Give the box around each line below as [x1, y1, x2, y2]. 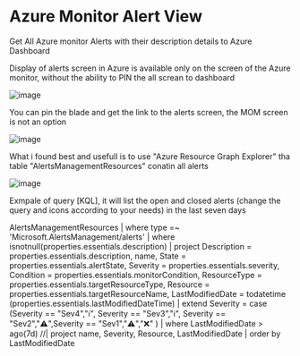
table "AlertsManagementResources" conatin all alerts [9, 160, 209, 171]
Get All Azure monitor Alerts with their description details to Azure [9, 36, 253, 47]
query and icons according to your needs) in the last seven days [9, 204, 246, 216]
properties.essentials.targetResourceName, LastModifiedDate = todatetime [9, 288, 287, 299]
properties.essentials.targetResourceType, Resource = [9, 279, 210, 290]
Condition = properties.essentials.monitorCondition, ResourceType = [9, 269, 262, 280]
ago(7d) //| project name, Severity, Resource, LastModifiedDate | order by [9, 328, 281, 339]
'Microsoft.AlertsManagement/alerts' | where [9, 231, 176, 242]
